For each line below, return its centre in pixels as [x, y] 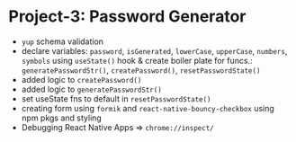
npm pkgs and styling [62, 118]
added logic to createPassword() [81, 79]
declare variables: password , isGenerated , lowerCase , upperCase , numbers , [154, 50]
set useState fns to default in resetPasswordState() [117, 98]
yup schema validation [63, 41]
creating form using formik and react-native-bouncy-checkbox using [148, 108]
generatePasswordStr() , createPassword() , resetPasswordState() [141, 70]
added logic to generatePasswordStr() [92, 89]
